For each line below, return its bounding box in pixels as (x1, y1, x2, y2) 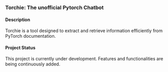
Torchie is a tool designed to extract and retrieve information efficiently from (5, 28, 163, 34)
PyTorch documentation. (5, 33, 56, 39)
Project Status (5, 44, 36, 50)
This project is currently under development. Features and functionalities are (5, 56, 163, 62)
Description (5, 17, 31, 23)
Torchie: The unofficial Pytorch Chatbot (5, 4, 104, 11)
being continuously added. (5, 61, 61, 67)
